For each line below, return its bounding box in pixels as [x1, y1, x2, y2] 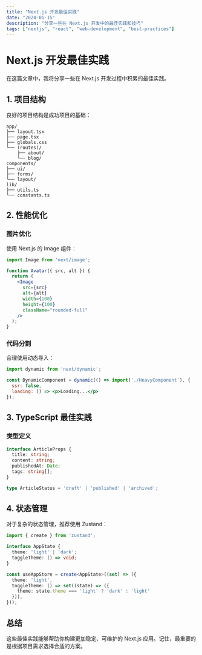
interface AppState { [6, 544, 61, 550]
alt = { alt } [22, 290, 47, 296]
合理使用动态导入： [6, 354, 54, 362]
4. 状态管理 [6, 503, 48, 514]
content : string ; [11, 457, 56, 463]
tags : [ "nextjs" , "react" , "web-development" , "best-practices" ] [6, 25, 175, 32]
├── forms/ [6, 171, 34, 177]
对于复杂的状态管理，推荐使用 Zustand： [6, 521, 108, 528]
